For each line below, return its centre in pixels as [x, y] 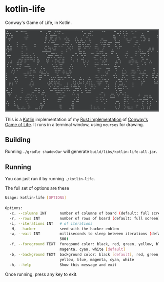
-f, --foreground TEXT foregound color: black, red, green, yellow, [82, 244]
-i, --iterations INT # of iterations [51, 223]
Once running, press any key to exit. [41, 274]
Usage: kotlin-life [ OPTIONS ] [36, 198]
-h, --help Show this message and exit [63, 265]
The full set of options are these [37, 188]
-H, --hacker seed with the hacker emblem [64, 229]
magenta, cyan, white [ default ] [92, 249]
